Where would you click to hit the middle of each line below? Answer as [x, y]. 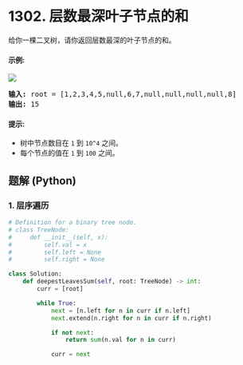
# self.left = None [55, 252]
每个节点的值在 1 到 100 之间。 [69, 153]
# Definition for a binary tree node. [73, 223]
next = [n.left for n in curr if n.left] [121, 311]
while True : [57, 303]
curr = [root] [60, 289]
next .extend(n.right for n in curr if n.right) [131, 318]
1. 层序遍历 [29, 205]
